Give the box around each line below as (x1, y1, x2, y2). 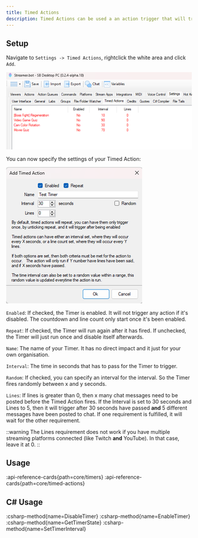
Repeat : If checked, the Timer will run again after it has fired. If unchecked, (6, 327, 187, 334)
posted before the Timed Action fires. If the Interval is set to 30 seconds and (6, 398, 192, 405)
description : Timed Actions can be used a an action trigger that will (6, 15, 186, 22)
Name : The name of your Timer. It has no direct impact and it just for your (6, 344, 181, 352)
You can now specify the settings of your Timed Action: (6, 155, 141, 162)
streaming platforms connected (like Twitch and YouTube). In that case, (6, 434, 180, 442)
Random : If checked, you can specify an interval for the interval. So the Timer (6, 373, 190, 381)
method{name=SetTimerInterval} (6, 526, 87, 533)
